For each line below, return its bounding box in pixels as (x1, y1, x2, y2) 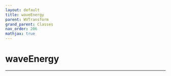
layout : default (5, 7, 40, 13)
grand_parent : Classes (5, 21, 53, 27)
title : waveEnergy (5, 12, 44, 17)
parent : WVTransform (5, 17, 49, 22)
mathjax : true (5, 31, 36, 36)
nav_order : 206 (5, 27, 38, 32)
